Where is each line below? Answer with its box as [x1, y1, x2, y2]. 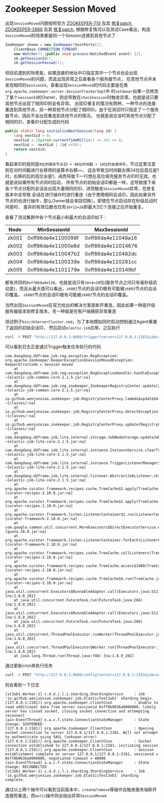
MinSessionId [37, 226, 70, 233]
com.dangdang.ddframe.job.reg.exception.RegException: [5, 354, 119, 358]
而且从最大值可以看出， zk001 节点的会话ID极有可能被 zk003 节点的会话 [19, 285, 157, 291]
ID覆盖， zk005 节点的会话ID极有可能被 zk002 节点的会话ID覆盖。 [5, 291, 131, 297]
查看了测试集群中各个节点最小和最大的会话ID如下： [5, 214, 108, 220]
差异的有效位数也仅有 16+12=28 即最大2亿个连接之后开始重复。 [23, 204, 146, 210]
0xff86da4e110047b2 [27, 250, 81, 257]
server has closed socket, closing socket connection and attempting [5, 709, 150, 714]
